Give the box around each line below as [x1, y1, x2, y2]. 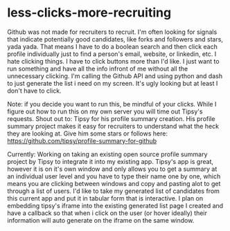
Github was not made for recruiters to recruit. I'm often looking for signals [7, 28, 218, 36]
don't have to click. [7, 86, 62, 95]
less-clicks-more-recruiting [7, 5, 172, 21]
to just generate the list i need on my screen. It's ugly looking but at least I [7, 79, 218, 87]
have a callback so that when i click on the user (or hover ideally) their [7, 209, 208, 217]
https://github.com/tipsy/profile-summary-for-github [7, 136, 157, 145]
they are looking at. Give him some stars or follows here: [7, 129, 168, 138]
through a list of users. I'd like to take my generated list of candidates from [7, 187, 220, 195]
